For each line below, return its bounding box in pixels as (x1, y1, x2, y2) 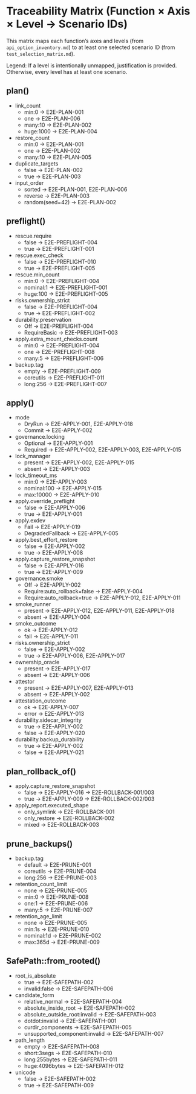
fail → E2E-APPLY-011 (24, 633, 79, 640)
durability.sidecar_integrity (15, 716, 82, 724)
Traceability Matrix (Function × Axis (6, 4, 191, 18)
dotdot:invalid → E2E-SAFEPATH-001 (24, 1017, 117, 1024)
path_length (15, 1036, 45, 1044)
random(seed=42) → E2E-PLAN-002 (24, 198, 117, 205)
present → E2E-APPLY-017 (24, 665, 91, 672)
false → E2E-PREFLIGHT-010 (24, 258, 97, 265)
